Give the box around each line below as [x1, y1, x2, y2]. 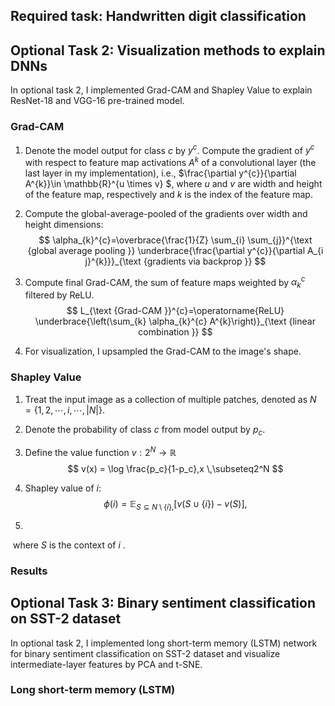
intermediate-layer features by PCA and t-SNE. [10, 658, 203, 670]
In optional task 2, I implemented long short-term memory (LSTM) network [10, 637, 318, 649]
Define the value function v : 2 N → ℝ [24, 445, 177, 459]
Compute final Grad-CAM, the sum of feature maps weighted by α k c [24, 274, 306, 291]
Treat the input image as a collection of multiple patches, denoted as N [24, 393, 317, 405]
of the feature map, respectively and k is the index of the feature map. [24, 188, 313, 200]
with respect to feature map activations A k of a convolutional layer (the [24, 155, 317, 168]
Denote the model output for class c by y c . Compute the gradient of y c [24, 142, 315, 156]
